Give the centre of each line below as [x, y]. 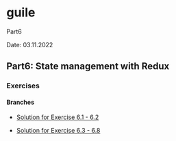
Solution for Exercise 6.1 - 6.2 [58, 117]
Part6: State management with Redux [88, 66]
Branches [21, 102]
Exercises [23, 86]
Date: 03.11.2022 [30, 44]
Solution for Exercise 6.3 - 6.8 [58, 131]
